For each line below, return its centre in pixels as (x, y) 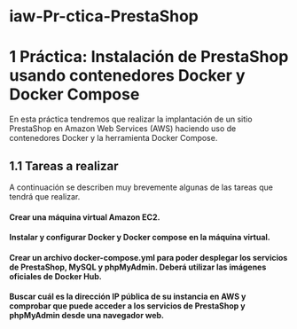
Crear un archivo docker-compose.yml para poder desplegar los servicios (148, 257)
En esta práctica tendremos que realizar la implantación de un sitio (131, 119)
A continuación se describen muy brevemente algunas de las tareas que (141, 187)
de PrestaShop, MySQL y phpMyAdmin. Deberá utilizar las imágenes (138, 267)
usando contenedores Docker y (127, 76)
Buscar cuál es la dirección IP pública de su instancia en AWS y (128, 297)
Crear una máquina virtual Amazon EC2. (85, 217)
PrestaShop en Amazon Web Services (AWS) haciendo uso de (123, 129)
